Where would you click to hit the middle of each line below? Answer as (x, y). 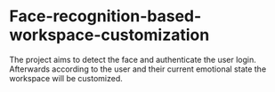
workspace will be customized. (66, 78)
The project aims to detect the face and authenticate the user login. (133, 59)
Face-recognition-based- (105, 16)
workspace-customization (109, 35)
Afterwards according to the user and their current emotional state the (138, 69)
